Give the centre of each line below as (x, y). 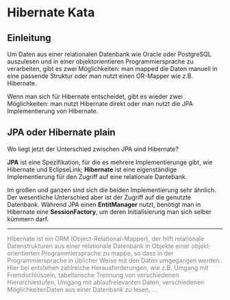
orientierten (24, 253)
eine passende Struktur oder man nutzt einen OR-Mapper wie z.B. (100, 76)
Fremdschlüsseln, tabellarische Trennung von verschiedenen (93, 275)
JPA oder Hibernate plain (61, 132)
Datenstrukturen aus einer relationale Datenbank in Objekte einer (99, 246)
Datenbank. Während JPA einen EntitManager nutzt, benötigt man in (104, 204)
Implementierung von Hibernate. (53, 111)
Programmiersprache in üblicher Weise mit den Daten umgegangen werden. (114, 260)
